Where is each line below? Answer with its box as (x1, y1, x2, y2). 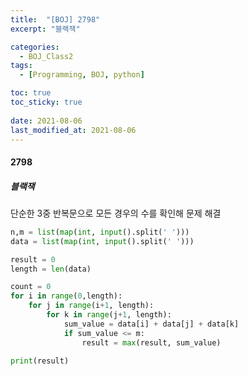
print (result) (10, 356, 70, 366)
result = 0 (10, 254, 56, 265)
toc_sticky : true (10, 97, 83, 107)
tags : (10, 61, 33, 71)
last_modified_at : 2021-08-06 (10, 125, 137, 135)
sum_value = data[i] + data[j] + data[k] (63, 319, 240, 329)
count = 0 (10, 282, 52, 292)
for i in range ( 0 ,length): (10, 291, 123, 301)
